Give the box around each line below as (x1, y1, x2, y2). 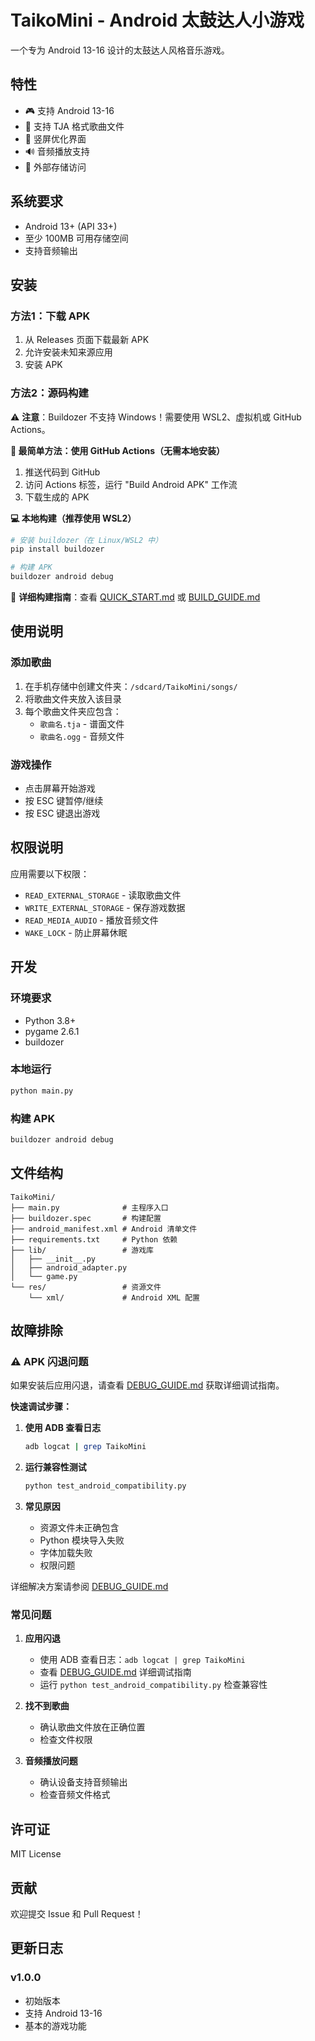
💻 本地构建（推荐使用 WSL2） (10, 512, 137, 524)
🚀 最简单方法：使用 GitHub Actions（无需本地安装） (10, 444, 226, 456)
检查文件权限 (39, 1734, 93, 1746)
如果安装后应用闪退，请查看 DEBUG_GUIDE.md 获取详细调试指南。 (10, 1379, 285, 1391)
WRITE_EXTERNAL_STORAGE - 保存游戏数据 (24, 901, 186, 913)
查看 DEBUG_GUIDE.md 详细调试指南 (39, 1666, 192, 1678)
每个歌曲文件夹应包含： (24, 705, 122, 717)
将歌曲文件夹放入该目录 (24, 692, 122, 705)
